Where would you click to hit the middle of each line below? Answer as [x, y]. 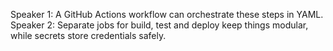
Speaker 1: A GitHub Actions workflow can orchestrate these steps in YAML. [167, 14]
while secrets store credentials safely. [88, 35]
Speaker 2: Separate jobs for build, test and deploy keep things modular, [159, 25]
